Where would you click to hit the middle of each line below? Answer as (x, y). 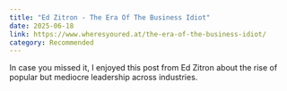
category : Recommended (52, 42)
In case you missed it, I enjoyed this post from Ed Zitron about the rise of (143, 68)
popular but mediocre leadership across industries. (104, 78)
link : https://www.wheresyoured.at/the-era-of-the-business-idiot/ (138, 34)
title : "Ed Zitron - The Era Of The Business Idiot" (110, 17)
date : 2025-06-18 (42, 26)
